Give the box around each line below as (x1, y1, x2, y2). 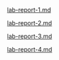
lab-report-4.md (7, 46, 53, 53)
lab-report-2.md (7, 19, 52, 27)
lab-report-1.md (7, 6, 52, 14)
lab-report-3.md (7, 32, 52, 40)
